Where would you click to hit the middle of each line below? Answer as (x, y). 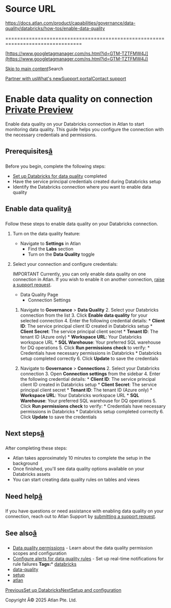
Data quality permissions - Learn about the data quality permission (82, 548)
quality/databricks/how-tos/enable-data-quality (55, 28)
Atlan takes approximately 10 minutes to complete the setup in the (82, 458)
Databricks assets (32, 474)
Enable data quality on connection (79, 99)
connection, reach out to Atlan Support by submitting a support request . (81, 516)
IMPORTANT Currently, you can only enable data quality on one (79, 274)
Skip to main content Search (34, 69)
